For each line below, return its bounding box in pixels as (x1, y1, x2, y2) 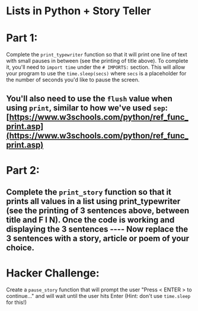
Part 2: (6, 163, 40, 177)
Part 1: (6, 31, 38, 45)
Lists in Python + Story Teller (6, 4, 151, 18)
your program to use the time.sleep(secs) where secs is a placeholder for (6, 70, 187, 77)
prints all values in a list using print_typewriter (6, 196, 181, 207)
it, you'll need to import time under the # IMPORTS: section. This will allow (6, 64, 186, 71)
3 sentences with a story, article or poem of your (6, 233, 190, 244)
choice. (6, 243, 34, 253)
